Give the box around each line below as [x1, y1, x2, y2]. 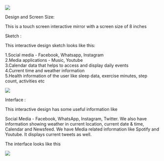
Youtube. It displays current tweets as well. [5, 132, 92, 137]
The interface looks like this [5, 141, 61, 147]
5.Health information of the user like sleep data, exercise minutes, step [5, 73, 148, 79]
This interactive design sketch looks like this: [5, 43, 95, 48]
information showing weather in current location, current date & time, [5, 121, 144, 127]
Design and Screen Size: [5, 14, 55, 20]
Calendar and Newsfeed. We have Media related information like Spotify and [5, 126, 159, 132]
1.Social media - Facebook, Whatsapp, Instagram [5, 52, 104, 58]
